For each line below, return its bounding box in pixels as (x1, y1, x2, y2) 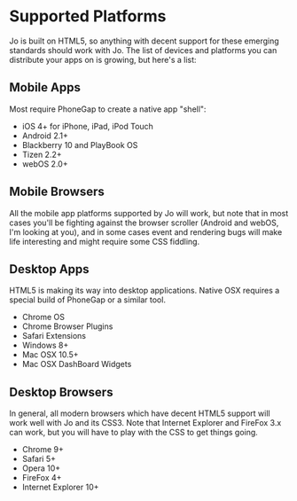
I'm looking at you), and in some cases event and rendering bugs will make (9, 226, 283, 237)
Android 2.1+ (21, 130, 68, 141)
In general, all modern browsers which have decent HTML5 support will (9, 408, 270, 419)
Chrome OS (21, 312, 65, 323)
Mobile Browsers (9, 184, 105, 200)
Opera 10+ (21, 463, 61, 474)
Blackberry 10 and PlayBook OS (21, 139, 138, 150)
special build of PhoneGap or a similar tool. (9, 294, 167, 305)
